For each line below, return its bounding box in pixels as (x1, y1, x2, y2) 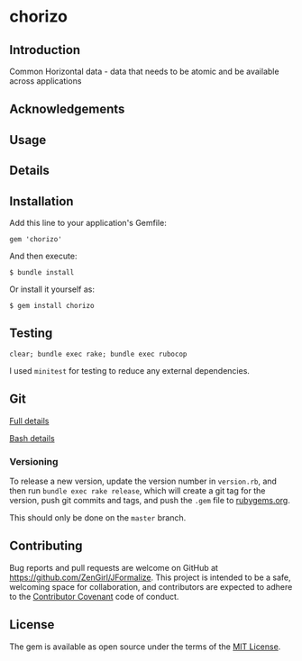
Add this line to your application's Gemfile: (9, 217, 167, 228)
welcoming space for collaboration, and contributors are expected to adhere (9, 581, 293, 592)
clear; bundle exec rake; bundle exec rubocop (9, 349, 188, 358)
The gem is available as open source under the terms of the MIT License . (9, 641, 281, 652)
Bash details (9, 432, 56, 443)
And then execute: (9, 250, 78, 261)
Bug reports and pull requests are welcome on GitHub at (9, 562, 219, 573)
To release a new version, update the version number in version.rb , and (9, 475, 278, 486)
